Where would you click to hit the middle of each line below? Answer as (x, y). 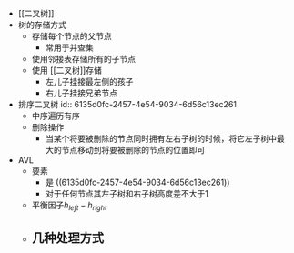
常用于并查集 (69, 47)
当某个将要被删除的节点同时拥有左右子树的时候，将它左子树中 (161, 138)
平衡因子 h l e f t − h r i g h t (69, 206)
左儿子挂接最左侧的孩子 (89, 81)
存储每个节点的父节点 (71, 36)
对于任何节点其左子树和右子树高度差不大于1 (127, 193)
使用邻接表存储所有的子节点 (84, 59)
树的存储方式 (42, 25)
